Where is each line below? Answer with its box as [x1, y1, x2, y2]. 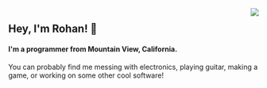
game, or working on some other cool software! [8, 71, 164, 80]
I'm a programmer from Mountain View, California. [8, 44, 178, 54]
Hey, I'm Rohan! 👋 [8, 22, 98, 36]
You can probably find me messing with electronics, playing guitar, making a [8, 62, 258, 71]
